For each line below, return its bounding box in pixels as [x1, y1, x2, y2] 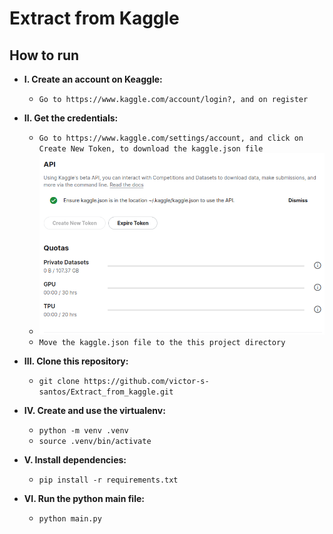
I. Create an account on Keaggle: [23, 73, 163, 85]
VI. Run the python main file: [23, 493, 145, 505]
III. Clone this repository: [23, 355, 129, 367]
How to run [9, 47, 80, 64]
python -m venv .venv [38, 426, 129, 436]
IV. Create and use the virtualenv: [23, 405, 166, 417]
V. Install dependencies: [23, 454, 127, 466]
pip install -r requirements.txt [38, 475, 179, 486]
